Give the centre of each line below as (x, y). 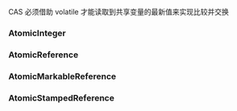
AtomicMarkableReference (62, 76)
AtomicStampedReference (61, 97)
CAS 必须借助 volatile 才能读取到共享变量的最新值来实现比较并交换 (119, 12)
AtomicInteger (37, 33)
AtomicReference (44, 55)
